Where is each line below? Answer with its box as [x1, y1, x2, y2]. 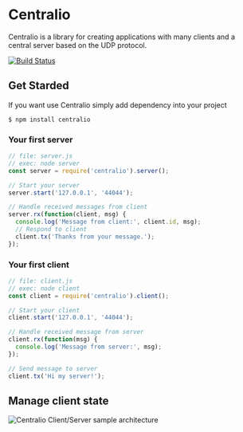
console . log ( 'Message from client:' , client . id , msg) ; [15, 218, 202, 226]
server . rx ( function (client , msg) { [8, 210, 127, 218]
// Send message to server [8, 364, 98, 372]
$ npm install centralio [8, 116, 91, 124]
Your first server [8, 134, 73, 145]
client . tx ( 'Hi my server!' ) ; [8, 372, 105, 380]
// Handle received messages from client [8, 203, 148, 211]
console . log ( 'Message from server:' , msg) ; [15, 343, 162, 351]
